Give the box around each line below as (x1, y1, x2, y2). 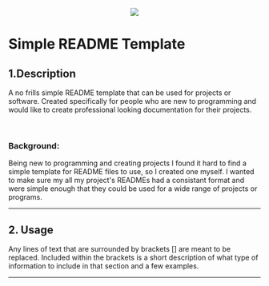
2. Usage (8, 223, 54, 236)
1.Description (8, 66, 76, 80)
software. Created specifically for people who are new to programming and (8, 97, 257, 105)
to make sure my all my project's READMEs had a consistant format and (8, 176, 245, 185)
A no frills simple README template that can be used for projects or (8, 88, 231, 97)
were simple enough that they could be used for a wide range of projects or (8, 184, 258, 193)
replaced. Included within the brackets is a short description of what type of (8, 252, 259, 263)
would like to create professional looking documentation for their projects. (8, 105, 252, 114)
